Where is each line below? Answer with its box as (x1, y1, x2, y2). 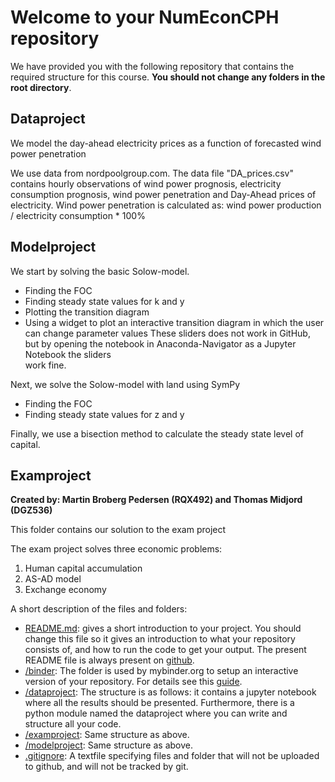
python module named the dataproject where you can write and (24, 707, 288, 720)
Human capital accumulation (24, 562, 143, 575)
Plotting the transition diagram (24, 306, 150, 318)
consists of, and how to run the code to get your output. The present (24, 644, 307, 656)
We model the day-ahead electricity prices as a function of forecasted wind (10, 137, 322, 149)
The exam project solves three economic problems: (10, 543, 223, 555)
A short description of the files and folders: (10, 603, 188, 615)
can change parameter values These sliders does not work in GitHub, (24, 327, 311, 339)
